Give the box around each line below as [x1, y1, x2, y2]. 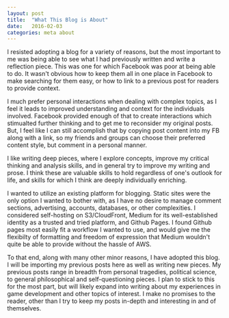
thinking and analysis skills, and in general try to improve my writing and [7, 161, 211, 170]
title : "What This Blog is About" [7, 16, 109, 23]
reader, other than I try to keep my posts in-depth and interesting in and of [7, 297, 217, 305]
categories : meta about [7, 29, 75, 36]
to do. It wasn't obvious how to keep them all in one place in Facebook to [7, 70, 213, 78]
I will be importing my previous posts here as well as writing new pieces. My [7, 261, 221, 269]
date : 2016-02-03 [7, 23, 63, 29]
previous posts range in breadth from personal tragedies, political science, [7, 268, 217, 276]
